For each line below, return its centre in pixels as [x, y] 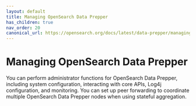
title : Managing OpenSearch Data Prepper [57, 17]
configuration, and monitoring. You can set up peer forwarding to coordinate [98, 90]
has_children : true [30, 22]
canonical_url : [24, 33]
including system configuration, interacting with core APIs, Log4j [84, 84]
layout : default [26, 11]
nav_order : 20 [23, 28]
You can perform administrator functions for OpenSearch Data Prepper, [92, 78]
